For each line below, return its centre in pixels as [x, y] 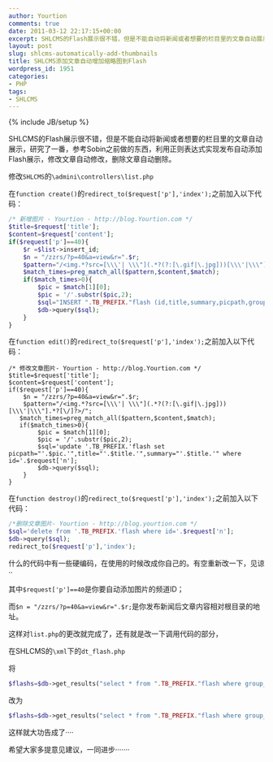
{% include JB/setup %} [49, 122]
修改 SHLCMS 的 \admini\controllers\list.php [81, 176]
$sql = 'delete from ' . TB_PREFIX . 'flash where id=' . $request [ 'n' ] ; [121, 532]
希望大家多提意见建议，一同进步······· [69, 749]
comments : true [34, 24]
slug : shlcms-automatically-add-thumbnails [83, 54]
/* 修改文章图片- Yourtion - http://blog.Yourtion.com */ [105, 369]
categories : [28, 76]
